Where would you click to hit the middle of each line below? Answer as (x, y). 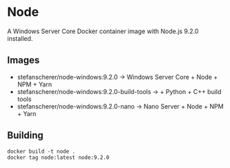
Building (25, 136)
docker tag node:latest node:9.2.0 (58, 157)
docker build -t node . (41, 151)
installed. (20, 38)
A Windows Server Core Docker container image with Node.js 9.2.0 (103, 31)
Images (23, 60)
